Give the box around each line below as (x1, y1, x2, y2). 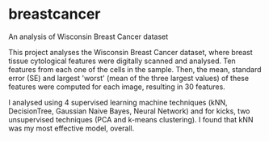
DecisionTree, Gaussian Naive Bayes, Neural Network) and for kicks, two (8, 106, 250, 116)
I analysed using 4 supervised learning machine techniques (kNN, (8, 97, 228, 107)
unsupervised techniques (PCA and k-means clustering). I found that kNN (8, 114, 254, 124)
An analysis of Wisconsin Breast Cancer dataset (8, 32, 169, 41)
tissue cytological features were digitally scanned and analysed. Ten (8, 56, 236, 66)
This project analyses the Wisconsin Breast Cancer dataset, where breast (8, 47, 253, 57)
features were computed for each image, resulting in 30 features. (8, 82, 226, 92)
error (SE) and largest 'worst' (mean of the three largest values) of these (8, 73, 249, 83)
